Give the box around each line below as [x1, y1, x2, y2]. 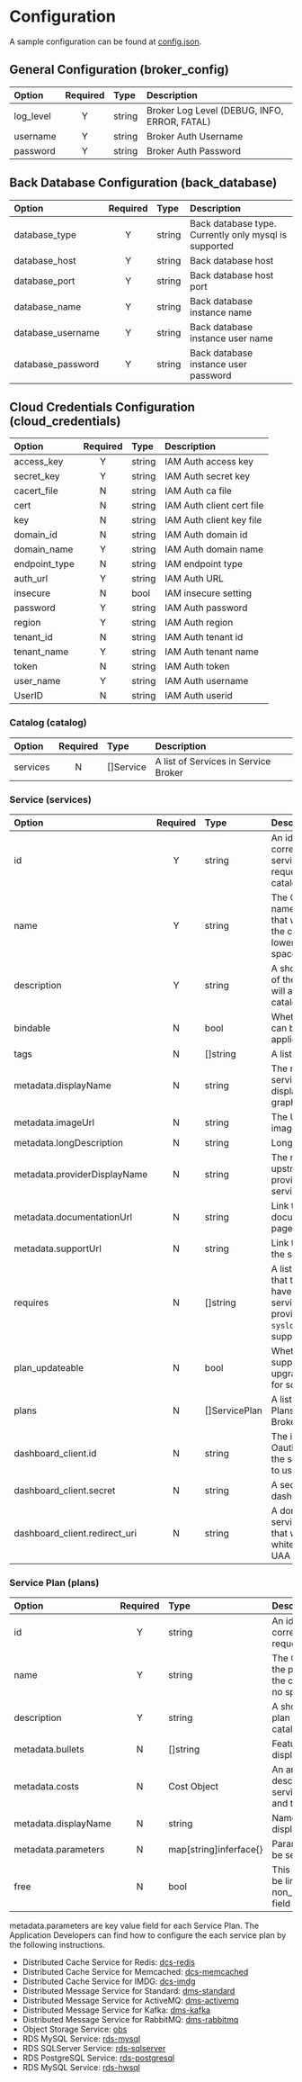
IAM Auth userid [164, 689, 234, 702]
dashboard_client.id [13, 1447, 97, 1459]
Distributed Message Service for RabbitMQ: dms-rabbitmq [22, 2014, 239, 2025]
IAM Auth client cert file [164, 500, 264, 512]
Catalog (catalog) [9, 717, 87, 729]
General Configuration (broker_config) [9, 62, 229, 77]
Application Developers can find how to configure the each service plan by [9, 1930, 287, 1941]
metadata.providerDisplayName [13, 1167, 148, 1180]
